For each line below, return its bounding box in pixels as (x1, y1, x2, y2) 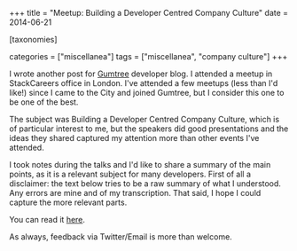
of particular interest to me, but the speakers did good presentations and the (9, 123, 289, 134)
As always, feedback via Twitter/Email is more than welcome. (9, 231, 232, 242)
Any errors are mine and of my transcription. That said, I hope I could (9, 188, 262, 198)
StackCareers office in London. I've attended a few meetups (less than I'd (9, 78, 278, 88)
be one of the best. (9, 97, 79, 107)
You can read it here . (9, 215, 86, 224)
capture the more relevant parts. (9, 197, 128, 208)
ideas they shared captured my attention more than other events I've (9, 133, 260, 143)
